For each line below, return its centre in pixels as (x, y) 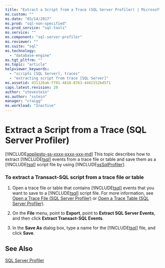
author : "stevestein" (27, 92)
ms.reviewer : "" (22, 42)
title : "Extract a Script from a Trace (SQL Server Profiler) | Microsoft (83, 10)
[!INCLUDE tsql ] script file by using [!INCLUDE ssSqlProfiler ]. (65, 164)
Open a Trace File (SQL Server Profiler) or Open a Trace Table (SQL (81, 198)
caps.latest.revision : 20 (31, 87)
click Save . (23, 233)
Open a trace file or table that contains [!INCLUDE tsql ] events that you (83, 188)
